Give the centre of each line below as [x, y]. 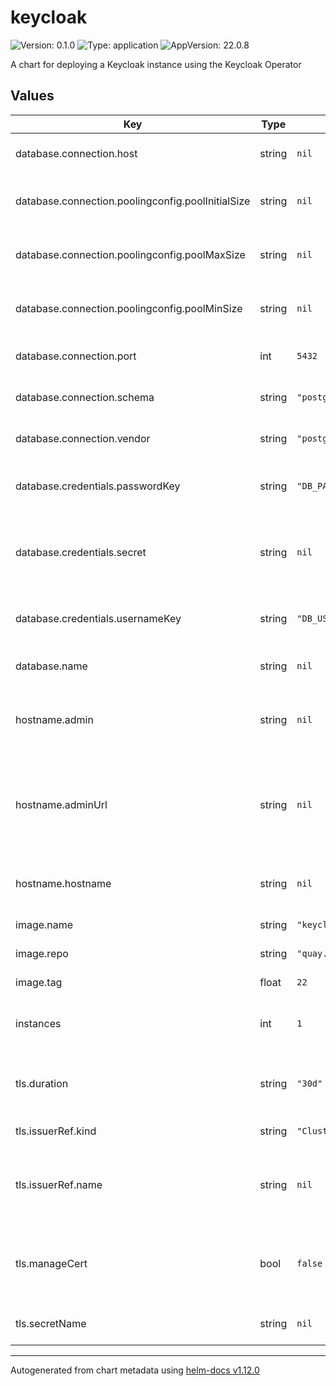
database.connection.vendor [83, 438]
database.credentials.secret [81, 552]
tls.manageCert [51, 1263]
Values [32, 96]
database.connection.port [76, 356]
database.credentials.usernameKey [98, 618]
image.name [44, 924]
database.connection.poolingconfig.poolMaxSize [130, 254]
